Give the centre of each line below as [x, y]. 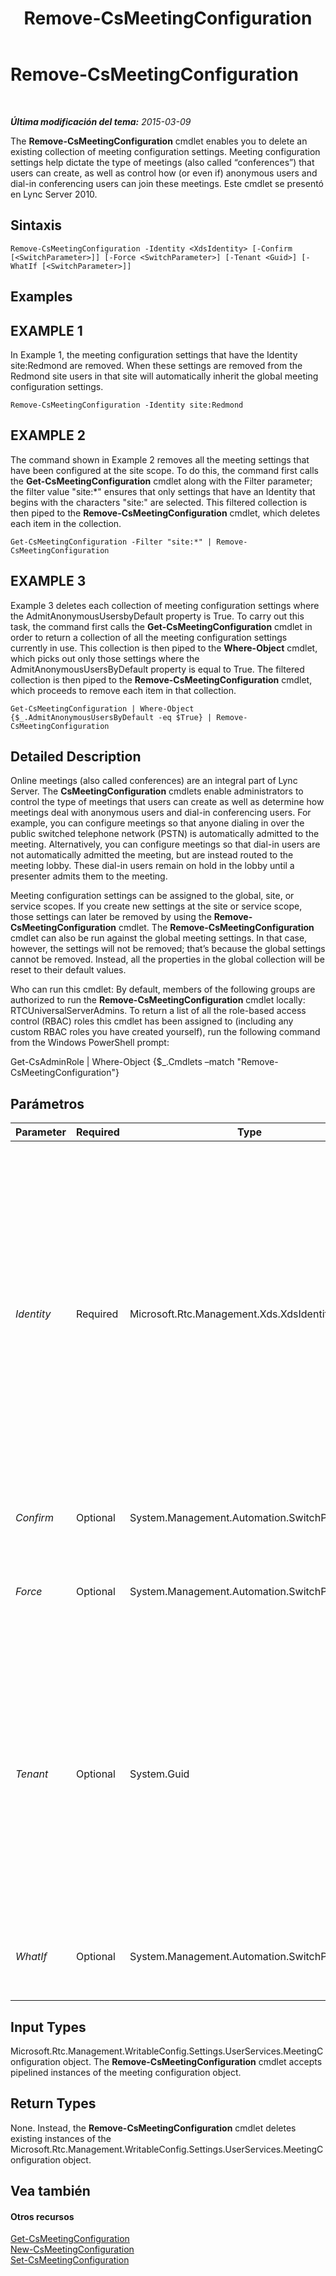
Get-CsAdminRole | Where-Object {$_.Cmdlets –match [122, 1062]
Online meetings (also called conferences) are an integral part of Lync [154, 781]
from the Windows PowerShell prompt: [90, 1043]
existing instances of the [61, 2138]
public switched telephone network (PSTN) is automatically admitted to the [165, 834]
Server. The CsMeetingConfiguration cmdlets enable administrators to [157, 791]
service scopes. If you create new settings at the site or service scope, [156, 906]
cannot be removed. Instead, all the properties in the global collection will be [167, 959]
